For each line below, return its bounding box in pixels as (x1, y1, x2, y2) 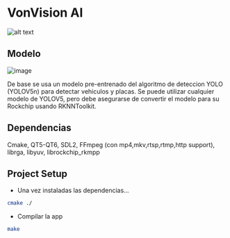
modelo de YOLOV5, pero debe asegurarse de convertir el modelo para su (7, 94, 220, 103)
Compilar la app (17, 212, 63, 221)
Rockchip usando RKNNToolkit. (7, 102, 97, 110)
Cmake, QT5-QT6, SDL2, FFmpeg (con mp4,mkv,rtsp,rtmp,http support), (7, 140, 215, 148)
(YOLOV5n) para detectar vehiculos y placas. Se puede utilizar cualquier (7, 87, 215, 95)
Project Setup (7, 168, 68, 180)
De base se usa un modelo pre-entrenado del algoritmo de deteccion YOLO (7, 80, 224, 88)
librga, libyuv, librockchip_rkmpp (7, 148, 101, 156)
